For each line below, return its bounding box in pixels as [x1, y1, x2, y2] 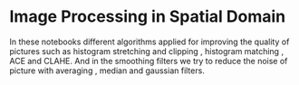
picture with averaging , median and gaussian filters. [9, 65, 206, 76]
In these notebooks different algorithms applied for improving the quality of [9, 36, 290, 47]
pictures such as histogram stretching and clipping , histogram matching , [9, 45, 284, 56]
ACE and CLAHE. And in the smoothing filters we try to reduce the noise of [9, 55, 288, 66]
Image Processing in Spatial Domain [9, 6, 286, 27]
